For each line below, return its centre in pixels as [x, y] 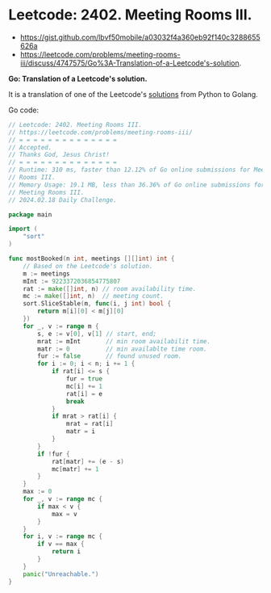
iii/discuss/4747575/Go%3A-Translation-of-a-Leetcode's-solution [129, 63]
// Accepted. [30, 147]
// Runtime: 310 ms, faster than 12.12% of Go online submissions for [129, 170]
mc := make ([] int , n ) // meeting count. [93, 296]
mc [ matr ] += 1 [75, 469]
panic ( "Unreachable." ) [61, 574]
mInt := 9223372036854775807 [72, 281]
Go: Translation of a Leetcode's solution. [78, 78]
